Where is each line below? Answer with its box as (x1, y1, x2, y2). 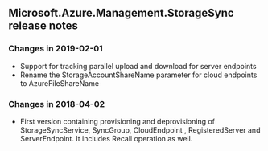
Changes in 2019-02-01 (8, 43, 103, 55)
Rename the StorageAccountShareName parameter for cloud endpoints (19, 70, 258, 80)
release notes (8, 19, 79, 33)
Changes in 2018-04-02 (8, 98, 105, 109)
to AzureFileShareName (19, 78, 99, 88)
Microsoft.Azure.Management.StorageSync (8, 6, 235, 20)
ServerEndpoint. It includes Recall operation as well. (19, 133, 193, 143)
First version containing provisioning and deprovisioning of (19, 116, 216, 126)
